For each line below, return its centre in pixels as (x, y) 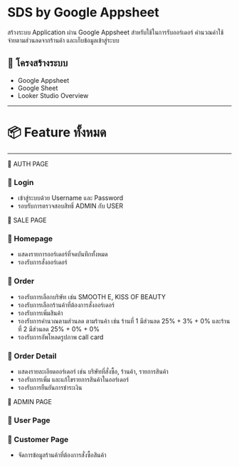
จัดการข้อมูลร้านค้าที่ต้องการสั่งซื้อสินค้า (62, 455)
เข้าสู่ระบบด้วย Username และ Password (70, 198)
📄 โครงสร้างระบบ (38, 63)
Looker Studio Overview (53, 95)
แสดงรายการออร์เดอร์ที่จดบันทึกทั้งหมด (63, 254)
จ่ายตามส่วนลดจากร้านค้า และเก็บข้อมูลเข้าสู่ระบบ (63, 40)
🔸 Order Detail (32, 356)
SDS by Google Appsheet (84, 12)
